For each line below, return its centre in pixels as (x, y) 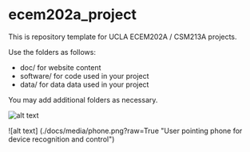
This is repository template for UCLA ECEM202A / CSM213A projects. (123, 37)
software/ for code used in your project (84, 76)
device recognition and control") (62, 139)
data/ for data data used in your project (84, 84)
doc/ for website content (60, 67)
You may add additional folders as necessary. (83, 99)
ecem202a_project (73, 15)
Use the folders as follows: (52, 52)
